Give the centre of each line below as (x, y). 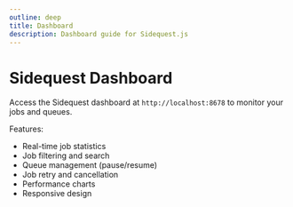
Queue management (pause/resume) (90, 165)
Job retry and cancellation (70, 175)
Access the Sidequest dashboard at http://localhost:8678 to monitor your (146, 102)
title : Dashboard (41, 26)
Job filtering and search (66, 155)
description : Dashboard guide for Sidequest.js (99, 34)
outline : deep (36, 17)
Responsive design (57, 194)
